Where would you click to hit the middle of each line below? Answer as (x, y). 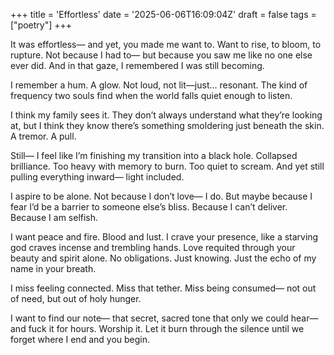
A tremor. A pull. (43, 136)
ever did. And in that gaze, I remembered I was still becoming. (137, 65)
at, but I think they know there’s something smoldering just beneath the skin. (167, 125)
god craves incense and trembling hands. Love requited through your (153, 247)
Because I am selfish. (54, 217)
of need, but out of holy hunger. (76, 298)
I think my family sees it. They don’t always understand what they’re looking (166, 115)
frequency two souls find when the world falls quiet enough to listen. (151, 95)
